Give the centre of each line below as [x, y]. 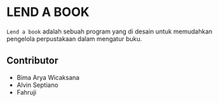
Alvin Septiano [37, 85]
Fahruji [26, 92]
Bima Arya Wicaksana [48, 77]
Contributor [32, 61]
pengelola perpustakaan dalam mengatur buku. [74, 38]
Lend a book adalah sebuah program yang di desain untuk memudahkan [109, 31]
